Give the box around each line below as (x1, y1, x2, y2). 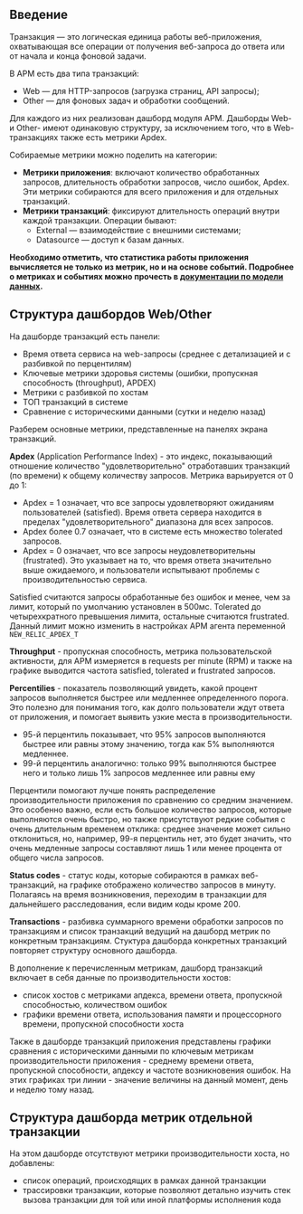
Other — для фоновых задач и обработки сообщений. (22, 95, 231, 106)
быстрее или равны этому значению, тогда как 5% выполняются (22, 738, 275, 749)
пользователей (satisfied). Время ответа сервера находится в (22, 507, 262, 517)
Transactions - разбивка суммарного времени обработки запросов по (9, 915, 284, 926)
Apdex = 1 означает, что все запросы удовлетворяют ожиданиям (22, 497, 274, 507)
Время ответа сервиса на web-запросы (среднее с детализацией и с (22, 348, 291, 359)
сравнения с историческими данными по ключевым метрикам (9, 1045, 254, 1057)
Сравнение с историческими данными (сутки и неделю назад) (22, 406, 267, 417)
